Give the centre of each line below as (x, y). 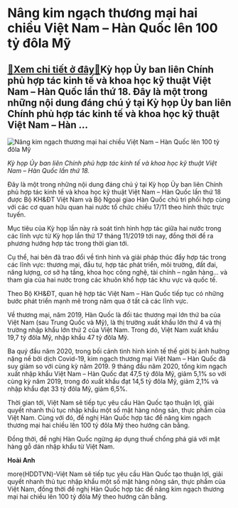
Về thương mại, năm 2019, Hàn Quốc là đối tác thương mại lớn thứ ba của (114, 315)
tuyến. (17, 215)
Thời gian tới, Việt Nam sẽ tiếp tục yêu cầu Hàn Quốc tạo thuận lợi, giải (111, 403)
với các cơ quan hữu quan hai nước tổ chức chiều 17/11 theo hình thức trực (116, 207)
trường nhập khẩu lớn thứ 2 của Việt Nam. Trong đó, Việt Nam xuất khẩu (113, 330)
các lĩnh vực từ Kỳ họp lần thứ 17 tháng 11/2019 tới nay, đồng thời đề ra (110, 236)
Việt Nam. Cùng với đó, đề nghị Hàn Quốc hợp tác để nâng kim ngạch (109, 418)
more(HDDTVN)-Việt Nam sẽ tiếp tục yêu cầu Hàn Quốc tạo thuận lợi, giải (115, 474)
